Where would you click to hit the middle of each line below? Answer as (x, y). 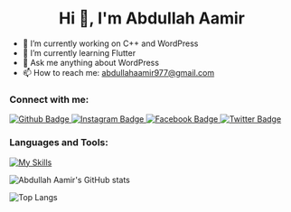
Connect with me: (49, 99)
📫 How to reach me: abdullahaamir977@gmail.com (118, 72)
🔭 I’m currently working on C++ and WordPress (110, 43)
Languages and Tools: (59, 143)
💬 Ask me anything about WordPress (91, 62)
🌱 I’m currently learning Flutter (79, 52)
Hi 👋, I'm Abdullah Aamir (152, 18)
